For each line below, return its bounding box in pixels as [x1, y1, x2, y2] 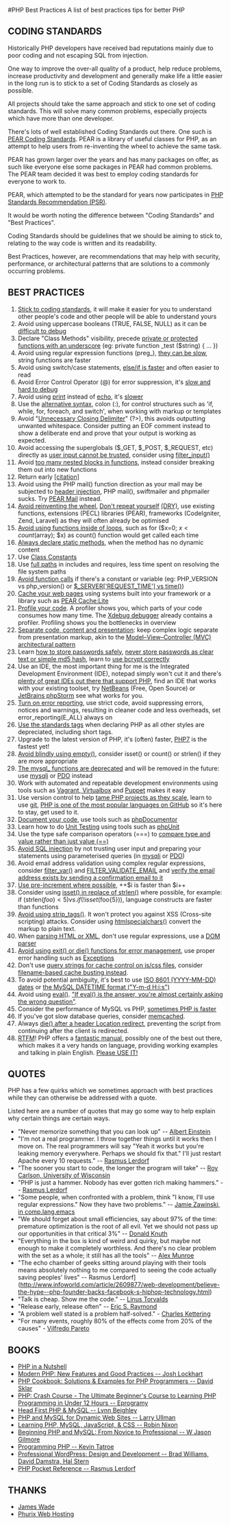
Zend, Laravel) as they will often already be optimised [17, 516, 169, 524]
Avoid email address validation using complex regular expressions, [17, 859, 206, 867]
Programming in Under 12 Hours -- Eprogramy [17, 1399, 149, 1407]
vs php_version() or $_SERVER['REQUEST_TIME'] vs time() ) [17, 582, 184, 590]
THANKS [8, 1485, 47, 1496]
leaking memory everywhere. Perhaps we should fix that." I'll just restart [17, 1149, 221, 1158]
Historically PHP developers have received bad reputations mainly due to [8, 44, 214, 52]
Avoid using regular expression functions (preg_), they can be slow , [17, 348, 208, 357]
